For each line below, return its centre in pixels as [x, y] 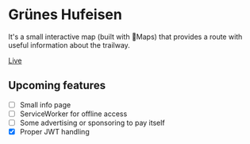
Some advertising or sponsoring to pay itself [92, 123]
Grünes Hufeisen [65, 15]
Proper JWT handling [54, 131]
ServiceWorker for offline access [73, 114]
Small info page [45, 104]
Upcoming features [57, 86]
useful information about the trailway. [69, 45]
